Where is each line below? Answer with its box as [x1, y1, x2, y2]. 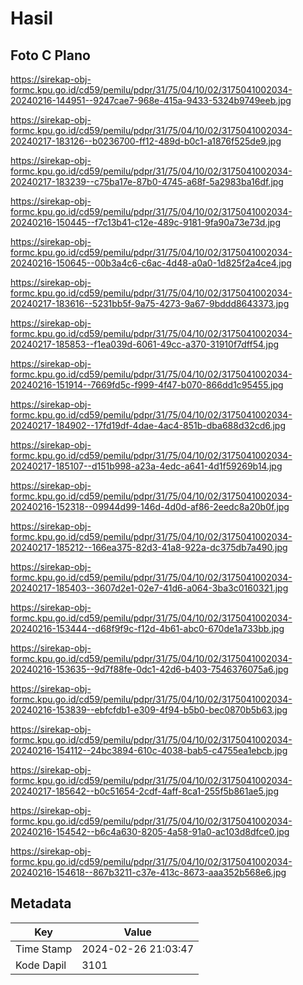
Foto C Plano [10, 47, 91, 64]
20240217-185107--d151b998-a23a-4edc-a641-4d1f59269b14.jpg [10, 460, 283, 472]
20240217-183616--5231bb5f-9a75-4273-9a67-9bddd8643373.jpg [10, 298, 290, 309]
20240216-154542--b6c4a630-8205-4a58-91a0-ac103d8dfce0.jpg [10, 826, 290, 837]
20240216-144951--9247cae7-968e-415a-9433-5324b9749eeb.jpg [10, 95, 292, 106]
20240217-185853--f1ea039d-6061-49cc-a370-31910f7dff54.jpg [10, 338, 280, 350]
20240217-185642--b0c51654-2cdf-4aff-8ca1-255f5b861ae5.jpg [10, 785, 280, 797]
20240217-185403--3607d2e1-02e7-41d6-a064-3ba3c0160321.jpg [10, 582, 289, 594]
